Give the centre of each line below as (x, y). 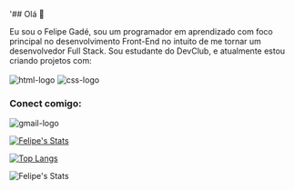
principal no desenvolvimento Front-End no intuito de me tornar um (136, 41)
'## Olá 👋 (27, 14)
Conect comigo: (46, 103)
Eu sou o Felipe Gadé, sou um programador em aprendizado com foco (141, 31)
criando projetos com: (51, 60)
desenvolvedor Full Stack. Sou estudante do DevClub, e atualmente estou (147, 51)
